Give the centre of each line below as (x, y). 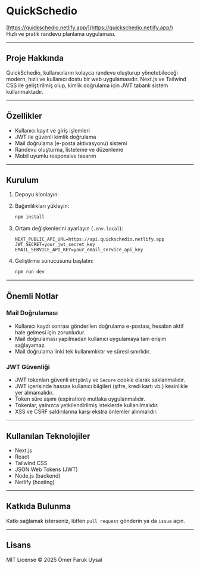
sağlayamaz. (30, 345)
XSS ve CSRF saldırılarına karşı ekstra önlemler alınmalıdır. (86, 412)
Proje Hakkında (35, 58)
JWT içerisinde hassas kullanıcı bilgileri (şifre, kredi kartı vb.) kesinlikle (101, 386)
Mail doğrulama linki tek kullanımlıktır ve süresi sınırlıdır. (83, 351)
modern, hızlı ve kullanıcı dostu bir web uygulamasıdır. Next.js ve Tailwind (96, 79)
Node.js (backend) (37, 475)
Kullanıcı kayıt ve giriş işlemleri (52, 130)
